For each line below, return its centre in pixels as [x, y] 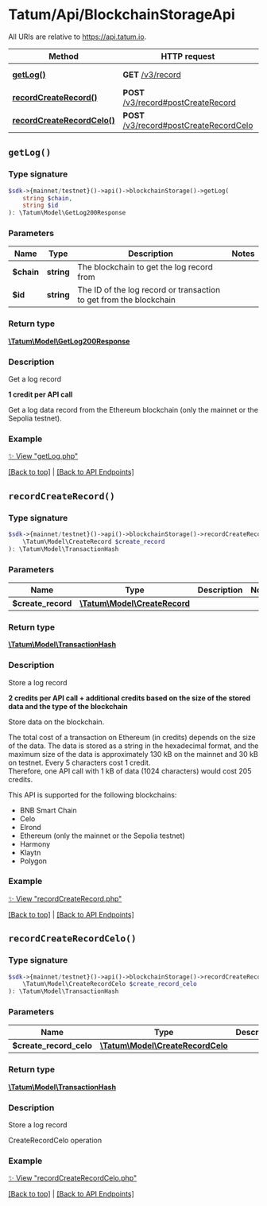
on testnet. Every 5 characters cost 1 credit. [79, 762]
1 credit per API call [41, 394]
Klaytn [30, 852]
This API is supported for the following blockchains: [93, 795]
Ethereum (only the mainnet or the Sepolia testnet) [102, 836]
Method [64, 56]
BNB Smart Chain [48, 810]
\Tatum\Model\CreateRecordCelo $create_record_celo [110, 984]
